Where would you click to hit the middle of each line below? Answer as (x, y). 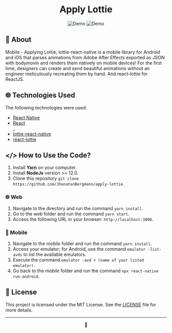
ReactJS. (15, 79)
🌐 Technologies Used (40, 95)
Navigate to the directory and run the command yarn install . (78, 208)
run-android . (26, 276)
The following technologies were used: (46, 107)
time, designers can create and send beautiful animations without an (78, 68)
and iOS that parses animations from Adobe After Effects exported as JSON (85, 57)
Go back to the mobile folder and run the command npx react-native (85, 271)
